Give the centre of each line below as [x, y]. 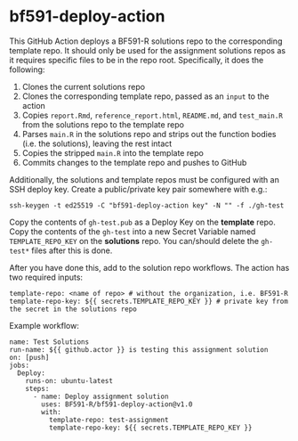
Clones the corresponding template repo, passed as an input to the [145, 96]
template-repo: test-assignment [109, 420]
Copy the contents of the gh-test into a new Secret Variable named [133, 231]
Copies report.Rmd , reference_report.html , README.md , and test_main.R [152, 115]
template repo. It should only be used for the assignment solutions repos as [148, 50]
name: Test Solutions [49, 342]
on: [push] [29, 357]
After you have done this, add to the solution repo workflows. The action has [149, 267]
